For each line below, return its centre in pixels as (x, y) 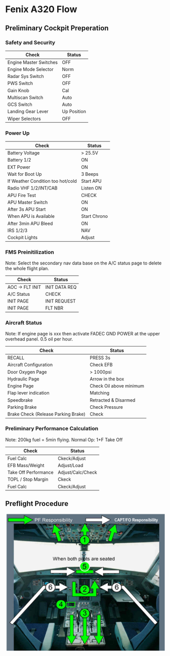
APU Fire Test (22, 195)
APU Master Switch (28, 202)
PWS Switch (20, 83)
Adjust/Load (71, 465)
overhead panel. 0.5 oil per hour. (39, 339)
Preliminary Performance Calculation (52, 429)
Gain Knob (18, 90)
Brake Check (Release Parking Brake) (47, 414)
